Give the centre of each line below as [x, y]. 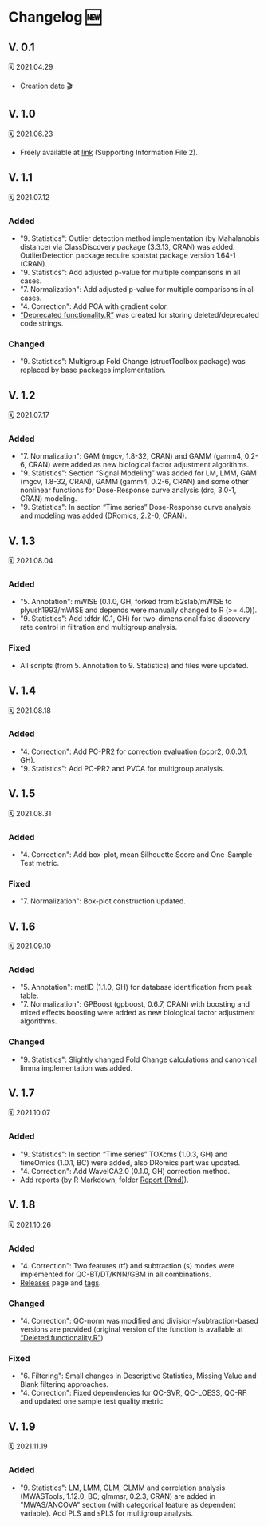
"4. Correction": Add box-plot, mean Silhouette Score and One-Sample [136, 854]
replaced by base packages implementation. [93, 370]
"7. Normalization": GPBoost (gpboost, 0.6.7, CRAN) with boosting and [134, 1004]
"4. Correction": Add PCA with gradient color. [94, 306]
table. [29, 995]
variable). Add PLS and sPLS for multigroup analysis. [106, 1513]
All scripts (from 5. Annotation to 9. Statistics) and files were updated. [134, 665]
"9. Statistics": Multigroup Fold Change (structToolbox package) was [132, 362]
